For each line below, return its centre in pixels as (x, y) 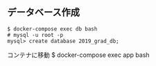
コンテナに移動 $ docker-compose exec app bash (79, 55)
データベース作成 (43, 13)
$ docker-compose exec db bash (52, 29)
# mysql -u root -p (35, 35)
